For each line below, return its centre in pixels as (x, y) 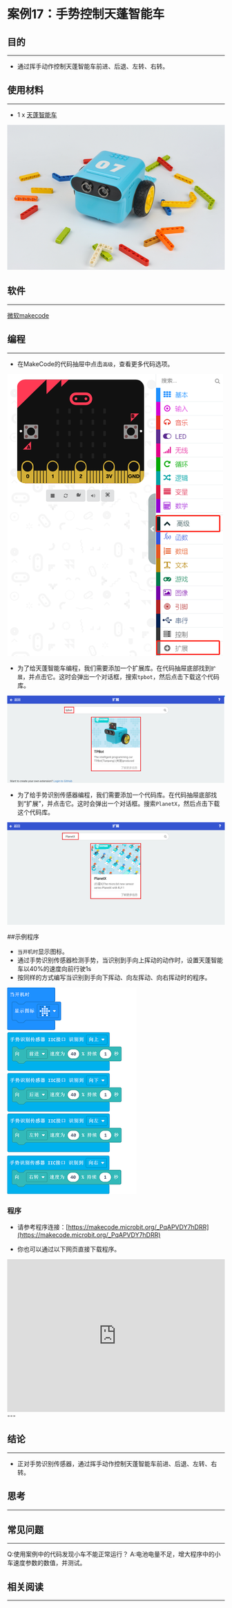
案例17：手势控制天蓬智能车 (86, 14)
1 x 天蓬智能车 (37, 114)
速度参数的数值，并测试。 (49, 1563)
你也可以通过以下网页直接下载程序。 (69, 1249)
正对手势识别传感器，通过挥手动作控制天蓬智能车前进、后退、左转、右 (117, 1463)
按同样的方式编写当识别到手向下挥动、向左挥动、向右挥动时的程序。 (114, 977)
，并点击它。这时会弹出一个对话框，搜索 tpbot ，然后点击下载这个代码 (121, 676)
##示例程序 (23, 937)
